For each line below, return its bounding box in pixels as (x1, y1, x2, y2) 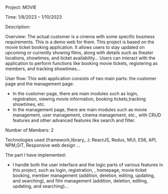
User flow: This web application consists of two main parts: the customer (5, 76, 157, 81)
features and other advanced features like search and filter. (12, 117, 136, 123)
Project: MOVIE (5, 5, 37, 10)
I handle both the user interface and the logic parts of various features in (12, 162, 163, 168)
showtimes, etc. (12, 101, 46, 107)
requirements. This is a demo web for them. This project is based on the (5, 39, 154, 45)
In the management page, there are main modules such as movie (12, 107, 147, 112)
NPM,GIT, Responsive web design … (5, 142, 80, 148)
